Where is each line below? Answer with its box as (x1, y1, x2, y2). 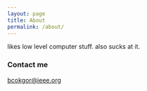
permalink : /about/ (7, 23, 65, 30)
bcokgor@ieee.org (7, 76, 62, 84)
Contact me (7, 60, 49, 70)
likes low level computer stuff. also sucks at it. (7, 43, 141, 51)
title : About (7, 17, 46, 24)
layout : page (7, 10, 46, 17)
